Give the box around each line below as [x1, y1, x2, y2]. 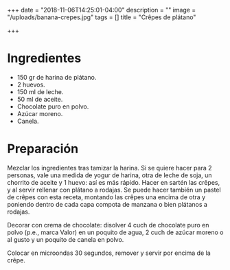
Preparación [7, 141, 79, 157]
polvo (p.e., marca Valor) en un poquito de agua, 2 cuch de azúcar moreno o [7, 228, 224, 236]
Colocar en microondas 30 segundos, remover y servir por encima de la [7, 249, 211, 257]
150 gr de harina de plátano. [16, 73, 97, 81]
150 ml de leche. [16, 87, 64, 95]
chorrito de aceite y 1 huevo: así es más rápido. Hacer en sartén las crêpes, [7, 178, 220, 186]
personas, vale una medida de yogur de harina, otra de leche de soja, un [7, 171, 212, 179]
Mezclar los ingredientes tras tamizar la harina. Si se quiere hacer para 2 [7, 164, 212, 172]
